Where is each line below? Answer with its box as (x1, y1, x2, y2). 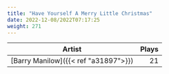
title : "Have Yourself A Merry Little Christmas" (7, 10, 153, 17)
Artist (62, 45, 82, 54)
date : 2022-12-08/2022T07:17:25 (7, 16, 100, 23)
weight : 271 (7, 23, 41, 29)
